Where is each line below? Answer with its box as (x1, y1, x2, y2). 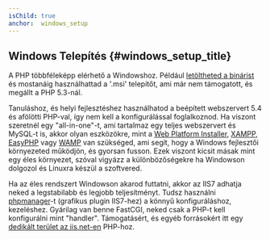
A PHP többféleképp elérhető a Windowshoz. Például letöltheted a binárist (8, 70, 255, 81)
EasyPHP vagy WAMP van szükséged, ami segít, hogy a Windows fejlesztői (8, 138, 260, 148)
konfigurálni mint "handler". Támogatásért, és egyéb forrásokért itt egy (8, 213, 243, 223)
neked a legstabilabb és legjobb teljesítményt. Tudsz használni (8, 187, 216, 198)
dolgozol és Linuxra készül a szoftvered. (8, 163, 143, 174)
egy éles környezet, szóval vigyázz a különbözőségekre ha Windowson (8, 155, 246, 165)
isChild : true (8, 11, 56, 20)
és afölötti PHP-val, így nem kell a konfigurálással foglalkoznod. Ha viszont (8, 112, 256, 122)
